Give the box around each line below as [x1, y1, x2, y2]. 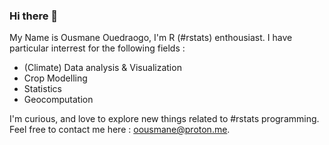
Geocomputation [23, 94, 94, 106]
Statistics [23, 83, 63, 95]
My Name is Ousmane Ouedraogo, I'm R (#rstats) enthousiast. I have [9, 32, 293, 44]
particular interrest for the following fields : [9, 42, 186, 54]
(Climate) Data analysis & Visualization [23, 62, 182, 74]
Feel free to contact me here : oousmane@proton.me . [9, 124, 231, 136]
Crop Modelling [23, 72, 88, 84]
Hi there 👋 [9, 9, 59, 23]
